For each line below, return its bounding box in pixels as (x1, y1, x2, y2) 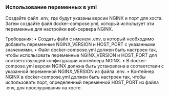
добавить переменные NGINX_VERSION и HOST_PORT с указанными (5, 41, 156, 47)
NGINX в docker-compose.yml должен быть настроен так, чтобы (5, 74, 146, 80)
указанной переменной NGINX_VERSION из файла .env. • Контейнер (5, 68, 155, 75)
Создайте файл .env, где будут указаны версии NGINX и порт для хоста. (5, 15, 163, 21)
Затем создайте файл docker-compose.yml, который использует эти (5, 20, 155, 27)
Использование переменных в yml (5, 4, 97, 11)
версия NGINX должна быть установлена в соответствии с (35, 63, 164, 69)
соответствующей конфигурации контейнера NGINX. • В (5, 58, 130, 64)
